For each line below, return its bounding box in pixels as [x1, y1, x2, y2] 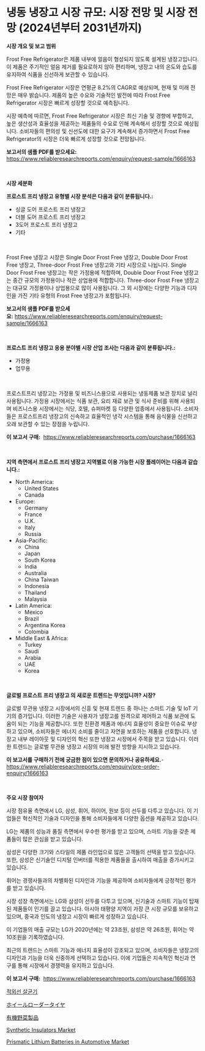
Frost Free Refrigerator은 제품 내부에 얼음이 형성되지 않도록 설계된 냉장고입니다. [6, 55, 199, 63]
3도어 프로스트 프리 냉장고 [15, 221, 78, 228]
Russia [24, 530, 42, 537]
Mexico [24, 608, 43, 616]
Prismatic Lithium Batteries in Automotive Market [6, 1038, 130, 1045]
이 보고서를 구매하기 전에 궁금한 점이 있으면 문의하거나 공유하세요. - [6, 755, 164, 763]
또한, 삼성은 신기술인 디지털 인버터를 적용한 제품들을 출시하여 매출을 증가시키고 [6, 856, 195, 863]
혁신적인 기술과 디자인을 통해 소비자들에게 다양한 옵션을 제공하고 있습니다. [22, 814, 199, 822]
